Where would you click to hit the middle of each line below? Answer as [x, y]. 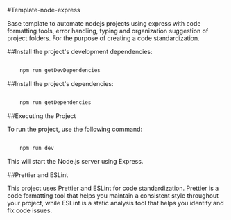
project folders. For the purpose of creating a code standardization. [103, 38]
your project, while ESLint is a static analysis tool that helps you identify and [115, 203]
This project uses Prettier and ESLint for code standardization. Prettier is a [113, 188]
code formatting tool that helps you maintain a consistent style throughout [113, 195]
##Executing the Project [42, 116]
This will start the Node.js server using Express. [75, 161]
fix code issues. [30, 210]
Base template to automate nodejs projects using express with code [104, 23]
